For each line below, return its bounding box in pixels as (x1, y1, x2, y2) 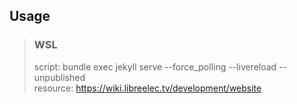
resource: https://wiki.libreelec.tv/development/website (33, 82, 262, 94)
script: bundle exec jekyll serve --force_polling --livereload (33, 60, 277, 73)
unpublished (33, 71, 86, 83)
